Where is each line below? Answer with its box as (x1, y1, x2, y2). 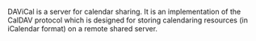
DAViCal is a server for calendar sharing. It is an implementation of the (7, 7, 241, 16)
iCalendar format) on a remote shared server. (7, 24, 158, 33)
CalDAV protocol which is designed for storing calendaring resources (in (7, 15, 248, 25)
